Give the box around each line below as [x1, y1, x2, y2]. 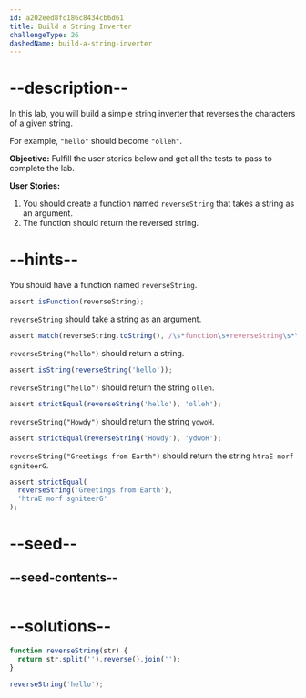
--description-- [9, 78, 129, 98]
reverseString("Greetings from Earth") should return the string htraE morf [9, 450, 294, 461]
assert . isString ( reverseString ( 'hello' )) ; [9, 365, 173, 375]
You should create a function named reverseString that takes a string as [22, 198, 295, 210]
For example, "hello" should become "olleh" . [9, 136, 182, 147]
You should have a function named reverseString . [9, 280, 198, 291]
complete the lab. [9, 163, 76, 174]
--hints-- [9, 250, 79, 270]
